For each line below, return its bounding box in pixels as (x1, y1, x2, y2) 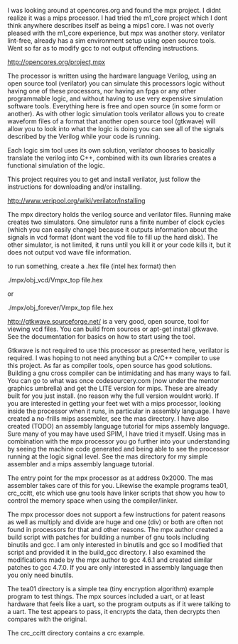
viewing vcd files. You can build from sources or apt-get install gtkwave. (7, 324, 219, 333)
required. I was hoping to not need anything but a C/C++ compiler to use (7, 354, 220, 362)
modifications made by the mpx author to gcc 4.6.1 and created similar (7, 556, 213, 564)
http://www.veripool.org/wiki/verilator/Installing (7, 196, 146, 205)
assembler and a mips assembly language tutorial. (7, 460, 155, 468)
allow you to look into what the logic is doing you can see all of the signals (7, 125, 225, 133)
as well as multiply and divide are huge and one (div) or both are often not (7, 518, 224, 526)
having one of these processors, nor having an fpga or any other (7, 87, 197, 95)
